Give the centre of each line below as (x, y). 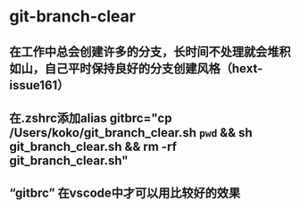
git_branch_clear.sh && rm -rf (93, 146)
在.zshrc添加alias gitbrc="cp (91, 118)
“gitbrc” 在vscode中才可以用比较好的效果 (125, 193)
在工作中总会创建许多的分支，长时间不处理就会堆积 (150, 51)
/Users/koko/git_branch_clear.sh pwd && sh (131, 133)
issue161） (39, 85)
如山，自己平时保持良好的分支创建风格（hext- (136, 68)
